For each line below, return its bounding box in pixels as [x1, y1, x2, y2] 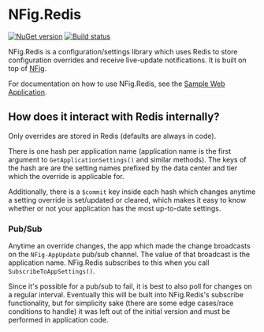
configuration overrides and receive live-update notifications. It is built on [8, 55, 247, 65]
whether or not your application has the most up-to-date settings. [8, 203, 221, 213]
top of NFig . [8, 63, 47, 73]
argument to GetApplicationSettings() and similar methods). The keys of [8, 155, 247, 164]
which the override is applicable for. [8, 171, 125, 181]
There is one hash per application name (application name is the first [8, 146, 232, 155]
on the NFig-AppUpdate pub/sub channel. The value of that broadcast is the [8, 250, 251, 259]
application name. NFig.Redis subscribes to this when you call [8, 258, 210, 267]
